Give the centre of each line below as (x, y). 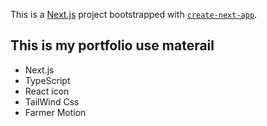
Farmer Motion (55, 112)
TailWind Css (52, 101)
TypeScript (47, 80)
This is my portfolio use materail (112, 45)
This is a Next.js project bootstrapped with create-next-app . (134, 14)
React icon (47, 91)
